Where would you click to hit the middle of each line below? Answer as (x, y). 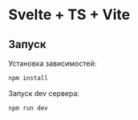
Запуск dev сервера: (44, 93)
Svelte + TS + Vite (69, 15)
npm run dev (28, 108)
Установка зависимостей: (53, 63)
